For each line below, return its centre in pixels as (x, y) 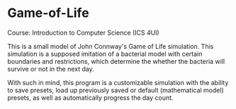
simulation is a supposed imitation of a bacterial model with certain (105, 54)
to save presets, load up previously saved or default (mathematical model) (116, 90)
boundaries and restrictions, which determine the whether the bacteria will (116, 61)
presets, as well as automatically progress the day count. (90, 98)
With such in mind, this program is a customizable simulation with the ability (118, 82)
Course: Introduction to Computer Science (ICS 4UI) (83, 33)
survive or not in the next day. (51, 69)
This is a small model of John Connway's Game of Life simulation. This (111, 46)
